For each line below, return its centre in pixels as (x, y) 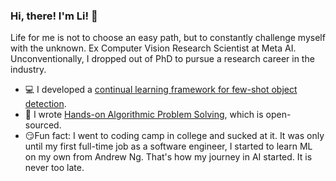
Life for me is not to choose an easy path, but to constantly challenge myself (168, 38)
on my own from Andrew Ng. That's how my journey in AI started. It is (168, 157)
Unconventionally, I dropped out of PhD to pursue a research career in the (162, 59)
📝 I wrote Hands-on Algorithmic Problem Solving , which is (144, 115)
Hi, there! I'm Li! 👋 (54, 16)
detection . (45, 104)
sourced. (43, 125)
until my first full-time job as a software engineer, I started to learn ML (168, 146)
